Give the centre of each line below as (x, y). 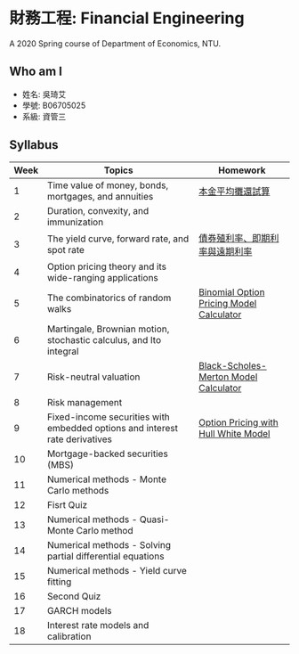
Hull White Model (234, 433)
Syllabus (34, 145)
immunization (76, 222)
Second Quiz (74, 596)
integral (63, 351)
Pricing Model (228, 303)
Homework (242, 170)
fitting (60, 582)
